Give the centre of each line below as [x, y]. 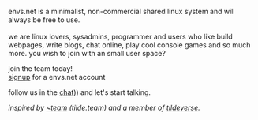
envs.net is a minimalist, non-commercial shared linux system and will [122, 11]
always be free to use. [44, 20]
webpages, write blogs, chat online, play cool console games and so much [129, 45]
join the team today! [41, 69]
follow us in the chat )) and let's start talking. [80, 92]
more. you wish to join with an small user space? [87, 53]
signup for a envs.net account [57, 77]
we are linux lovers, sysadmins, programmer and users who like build [120, 36]
